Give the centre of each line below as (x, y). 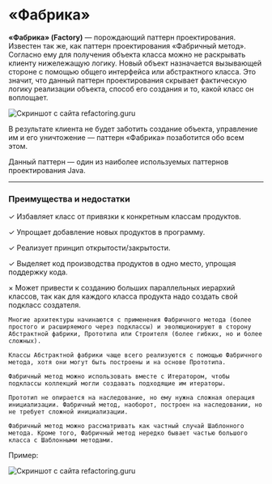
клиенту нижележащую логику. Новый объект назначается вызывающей (135, 63)
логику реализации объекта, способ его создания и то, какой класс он (131, 89)
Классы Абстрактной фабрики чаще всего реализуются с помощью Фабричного (136, 355)
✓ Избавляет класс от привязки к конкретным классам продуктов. (125, 217)
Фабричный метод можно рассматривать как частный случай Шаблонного (126, 427)
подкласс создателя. (45, 305)
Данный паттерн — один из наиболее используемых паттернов (119, 161)
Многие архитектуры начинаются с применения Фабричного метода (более (130, 320)
